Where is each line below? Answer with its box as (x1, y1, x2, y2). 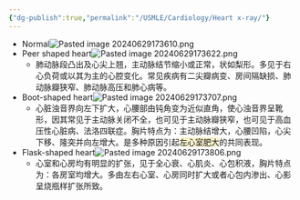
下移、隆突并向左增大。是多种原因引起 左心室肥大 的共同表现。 (35, 136, 268, 147)
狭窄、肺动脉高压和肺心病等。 (59, 81, 172, 92)
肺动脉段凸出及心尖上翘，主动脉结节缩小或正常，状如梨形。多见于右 (35, 58, 292, 69)
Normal (21, 38, 50, 49)
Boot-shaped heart (21, 92, 93, 103)
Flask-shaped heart (21, 146, 96, 157)
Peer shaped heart (21, 47, 92, 59)
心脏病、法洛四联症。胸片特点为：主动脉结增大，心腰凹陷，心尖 (51, 125, 292, 136)
